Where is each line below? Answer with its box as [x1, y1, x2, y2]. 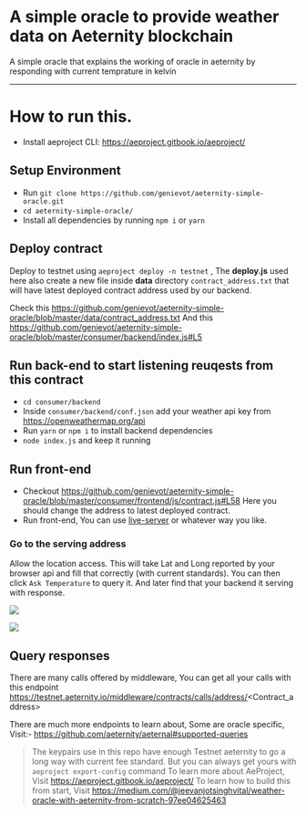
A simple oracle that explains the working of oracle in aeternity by [9, 56, 256, 67]
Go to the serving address [9, 538, 127, 550]
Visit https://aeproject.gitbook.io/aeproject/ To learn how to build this [31, 776, 291, 787]
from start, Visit [31, 785, 90, 796]
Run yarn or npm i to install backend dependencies [22, 425, 213, 436]
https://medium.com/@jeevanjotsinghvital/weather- [91, 785, 285, 796]
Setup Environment [9, 162, 121, 179]
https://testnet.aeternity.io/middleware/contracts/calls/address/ [9, 692, 249, 703]
